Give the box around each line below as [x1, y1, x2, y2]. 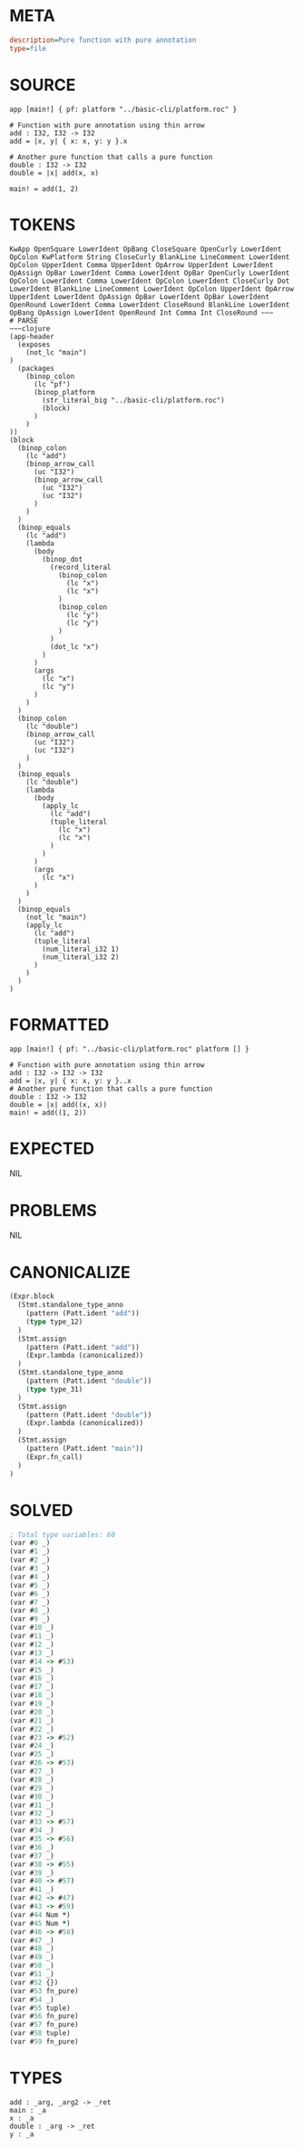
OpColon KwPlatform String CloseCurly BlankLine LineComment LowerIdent [9, 252, 290, 262]
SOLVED [9, 1500, 73, 1521]
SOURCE [9, 75, 76, 95]
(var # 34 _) [9, 1826, 54, 1835]
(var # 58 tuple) [9, 2029, 71, 2038]
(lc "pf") [33, 379, 71, 389]
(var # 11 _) [9, 1632, 54, 1641]
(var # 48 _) [9, 1944, 54, 1953]
